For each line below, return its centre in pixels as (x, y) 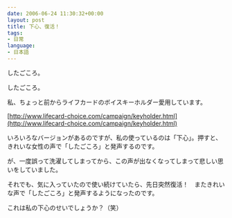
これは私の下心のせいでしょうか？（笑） (65, 208)
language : (21, 46)
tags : (15, 33)
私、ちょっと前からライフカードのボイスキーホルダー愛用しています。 (107, 102)
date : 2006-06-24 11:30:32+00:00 (55, 13)
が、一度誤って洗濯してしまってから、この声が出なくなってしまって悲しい (113, 161)
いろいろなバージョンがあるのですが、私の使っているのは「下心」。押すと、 (115, 137)
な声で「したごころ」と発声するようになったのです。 (83, 193)
